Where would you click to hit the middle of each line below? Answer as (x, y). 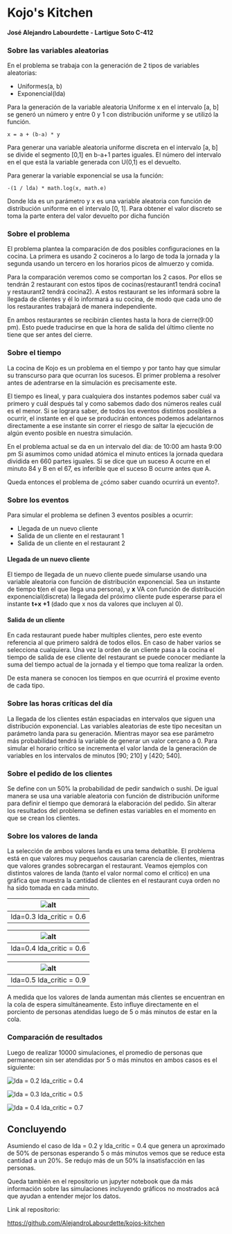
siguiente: (21, 1067)
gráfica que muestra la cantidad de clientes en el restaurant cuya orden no (114, 881)
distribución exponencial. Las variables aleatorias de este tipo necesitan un (114, 726)
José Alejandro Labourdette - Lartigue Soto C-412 (80, 32)
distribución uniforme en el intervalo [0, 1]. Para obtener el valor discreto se (115, 209)
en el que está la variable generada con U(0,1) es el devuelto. (94, 162)
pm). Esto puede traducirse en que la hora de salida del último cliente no (111, 327)
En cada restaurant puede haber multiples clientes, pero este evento (105, 635)
